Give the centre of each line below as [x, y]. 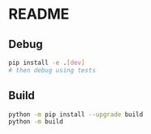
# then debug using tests [52, 70]
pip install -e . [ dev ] [47, 63]
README [39, 14]
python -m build [36, 122]
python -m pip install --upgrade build [76, 115]
